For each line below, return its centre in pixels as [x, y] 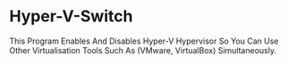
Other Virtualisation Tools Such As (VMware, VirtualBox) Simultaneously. [143, 50]
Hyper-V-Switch [71, 16]
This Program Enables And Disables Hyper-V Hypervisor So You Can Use [144, 41]
